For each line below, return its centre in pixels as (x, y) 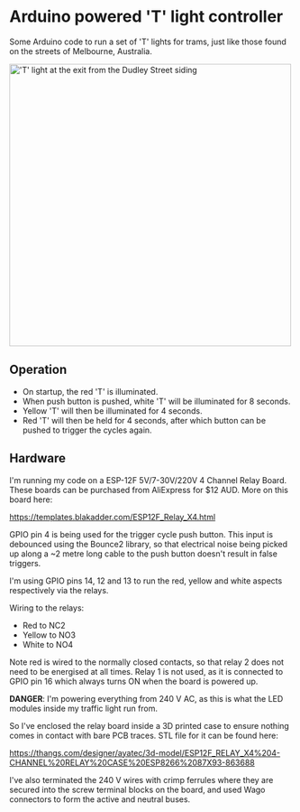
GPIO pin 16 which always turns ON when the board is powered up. (134, 681)
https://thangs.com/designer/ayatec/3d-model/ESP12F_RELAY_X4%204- (145, 752)
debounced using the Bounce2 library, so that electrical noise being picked (149, 544)
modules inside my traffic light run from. (84, 708)
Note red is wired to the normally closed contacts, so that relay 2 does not (147, 662)
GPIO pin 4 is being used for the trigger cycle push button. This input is (141, 534)
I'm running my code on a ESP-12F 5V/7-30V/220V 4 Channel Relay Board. (148, 480)
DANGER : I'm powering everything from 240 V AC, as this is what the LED (146, 698)
